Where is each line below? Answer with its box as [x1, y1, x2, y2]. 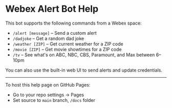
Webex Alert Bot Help [5, 3, 99, 15]
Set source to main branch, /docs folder [12, 97, 96, 103]
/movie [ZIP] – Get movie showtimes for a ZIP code [12, 46, 122, 52]
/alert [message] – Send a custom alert [12, 30, 97, 36]
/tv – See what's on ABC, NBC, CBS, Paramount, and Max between [12, 52, 155, 58]
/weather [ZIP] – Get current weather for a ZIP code [12, 40, 124, 47]
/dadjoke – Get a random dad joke [12, 35, 84, 41]
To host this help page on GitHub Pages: [5, 81, 91, 88]
